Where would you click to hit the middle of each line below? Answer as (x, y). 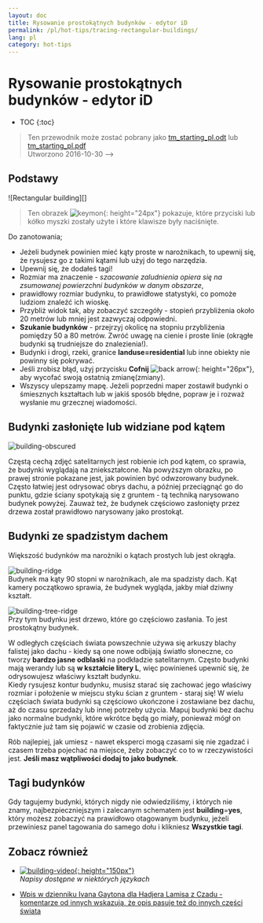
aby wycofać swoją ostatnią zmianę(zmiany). (92, 377)
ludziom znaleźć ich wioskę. (65, 302)
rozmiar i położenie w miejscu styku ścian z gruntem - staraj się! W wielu (126, 692)
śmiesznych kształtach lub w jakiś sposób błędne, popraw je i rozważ (132, 393)
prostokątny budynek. (44, 627)
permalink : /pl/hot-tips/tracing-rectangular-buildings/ (103, 30)
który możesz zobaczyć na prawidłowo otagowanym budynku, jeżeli (119, 818)
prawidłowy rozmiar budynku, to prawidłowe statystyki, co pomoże (128, 294)
